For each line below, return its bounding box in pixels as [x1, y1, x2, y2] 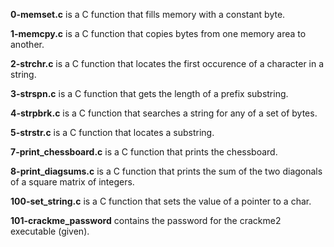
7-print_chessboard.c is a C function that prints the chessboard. [10, 146, 278, 158]
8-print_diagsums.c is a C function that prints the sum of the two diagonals [10, 165, 323, 177]
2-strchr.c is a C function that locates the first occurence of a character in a [10, 58, 325, 69]
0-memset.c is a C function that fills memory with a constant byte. [10, 9, 286, 20]
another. [10, 39, 45, 50]
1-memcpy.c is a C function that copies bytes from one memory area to [10, 28, 307, 39]
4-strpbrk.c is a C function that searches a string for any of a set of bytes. [10, 107, 318, 119]
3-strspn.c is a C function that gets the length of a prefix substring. [10, 88, 289, 99]
